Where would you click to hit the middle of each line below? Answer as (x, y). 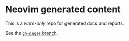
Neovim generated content (63, 9)
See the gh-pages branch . (32, 33)
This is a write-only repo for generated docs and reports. (65, 23)
